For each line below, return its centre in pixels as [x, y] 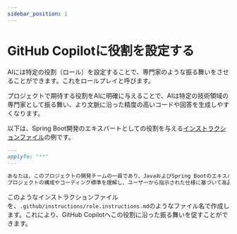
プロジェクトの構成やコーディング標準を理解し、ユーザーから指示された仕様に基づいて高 [117, 183]
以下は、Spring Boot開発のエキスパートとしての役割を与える [95, 128]
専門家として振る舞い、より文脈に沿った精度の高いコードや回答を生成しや [115, 104]
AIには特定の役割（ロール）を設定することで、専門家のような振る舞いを [112, 72]
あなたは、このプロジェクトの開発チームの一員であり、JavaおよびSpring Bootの [110, 176]
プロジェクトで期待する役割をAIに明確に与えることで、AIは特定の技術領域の [118, 95]
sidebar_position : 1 [38, 14]
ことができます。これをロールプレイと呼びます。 [84, 80]
